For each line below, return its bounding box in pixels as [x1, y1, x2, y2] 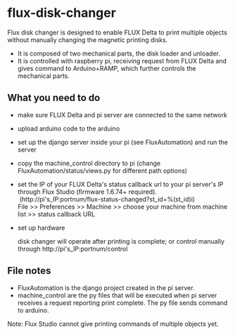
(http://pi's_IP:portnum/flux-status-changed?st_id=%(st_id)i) [19, 195, 196, 203]
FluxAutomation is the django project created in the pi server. [17, 283, 195, 292]
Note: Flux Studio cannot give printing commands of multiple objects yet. [7, 320, 219, 328]
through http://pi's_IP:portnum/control [17, 244, 128, 253]
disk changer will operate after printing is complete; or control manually [17, 237, 225, 245]
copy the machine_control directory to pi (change [17, 159, 160, 167]
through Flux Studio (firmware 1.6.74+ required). [17, 188, 157, 196]
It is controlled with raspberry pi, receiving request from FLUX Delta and [17, 56, 227, 65]
